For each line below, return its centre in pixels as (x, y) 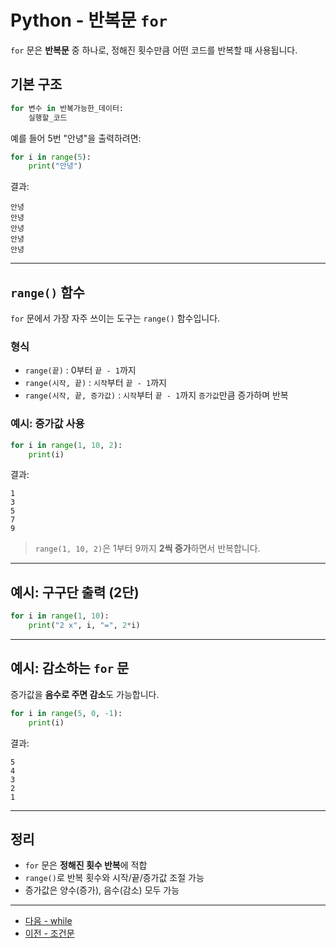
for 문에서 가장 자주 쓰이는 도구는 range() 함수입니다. (115, 318)
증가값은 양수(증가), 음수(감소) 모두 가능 (102, 890)
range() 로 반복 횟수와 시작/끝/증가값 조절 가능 (114, 878)
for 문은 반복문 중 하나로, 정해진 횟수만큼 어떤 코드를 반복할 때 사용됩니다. (154, 50)
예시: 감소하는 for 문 (70, 668)
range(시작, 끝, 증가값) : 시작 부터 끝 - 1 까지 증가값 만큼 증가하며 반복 (156, 395)
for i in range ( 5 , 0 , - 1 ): (66, 713)
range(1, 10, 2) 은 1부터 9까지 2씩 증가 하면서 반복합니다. (147, 548)
